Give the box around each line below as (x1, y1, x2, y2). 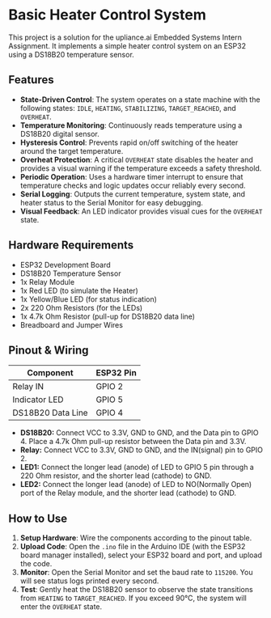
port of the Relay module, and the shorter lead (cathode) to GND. (19, 488, 237, 498)
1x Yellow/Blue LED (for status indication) (19, 294, 158, 304)
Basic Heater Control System (8, 6, 206, 24)
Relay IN (12, 381, 44, 392)
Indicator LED (12, 394, 64, 405)
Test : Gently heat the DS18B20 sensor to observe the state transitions (19, 585, 253, 595)
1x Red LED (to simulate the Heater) (19, 286, 139, 295)
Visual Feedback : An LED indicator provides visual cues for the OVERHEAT (19, 206, 263, 216)
